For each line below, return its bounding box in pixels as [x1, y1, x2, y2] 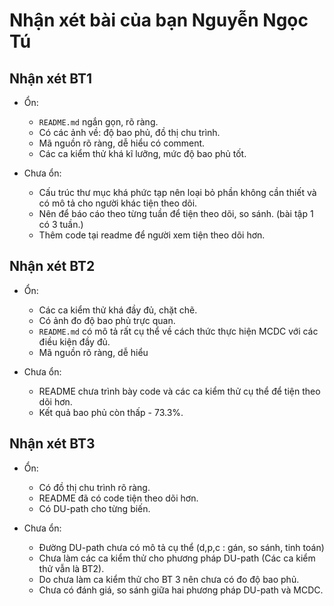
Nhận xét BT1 [9, 70, 93, 87]
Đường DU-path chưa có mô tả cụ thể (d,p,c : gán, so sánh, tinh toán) [38, 541, 325, 553]
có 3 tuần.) [38, 219, 84, 230]
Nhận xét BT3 [9, 435, 96, 453]
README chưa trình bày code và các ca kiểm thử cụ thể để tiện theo [38, 385, 321, 397]
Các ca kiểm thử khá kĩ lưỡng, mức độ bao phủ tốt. [38, 148, 247, 159]
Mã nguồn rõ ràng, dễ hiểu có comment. [38, 137, 206, 149]
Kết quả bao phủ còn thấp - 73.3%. [38, 406, 184, 418]
